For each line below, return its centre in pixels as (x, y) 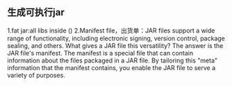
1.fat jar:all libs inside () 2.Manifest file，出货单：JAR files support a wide (111, 31)
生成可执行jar (36, 12)
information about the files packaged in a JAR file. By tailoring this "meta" (113, 60)
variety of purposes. (36, 75)
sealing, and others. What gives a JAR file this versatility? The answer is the (115, 45)
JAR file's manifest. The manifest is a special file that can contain (100, 53)
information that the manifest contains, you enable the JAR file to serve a (111, 67)
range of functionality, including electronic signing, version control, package (116, 38)
